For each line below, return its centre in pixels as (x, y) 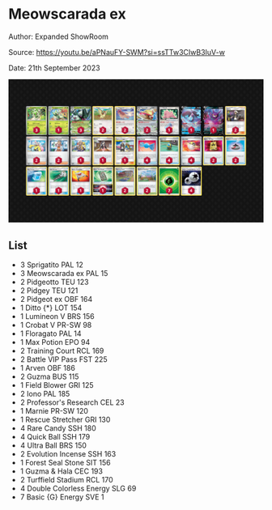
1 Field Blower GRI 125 (57, 385)
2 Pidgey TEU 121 (49, 291)
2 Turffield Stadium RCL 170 (66, 480)
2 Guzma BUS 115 (49, 376)
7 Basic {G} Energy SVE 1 (62, 497)
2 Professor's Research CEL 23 (72, 402)
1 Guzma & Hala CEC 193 (62, 471)
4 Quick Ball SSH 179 (55, 437)
